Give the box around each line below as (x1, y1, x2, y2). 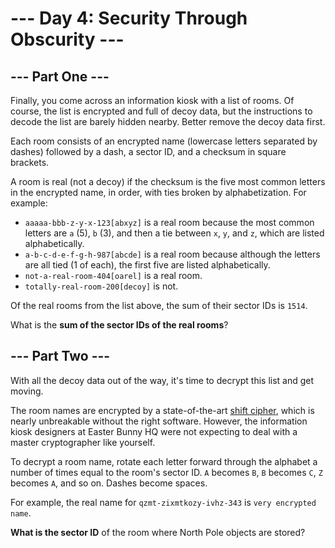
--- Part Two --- (10, 348, 111, 365)
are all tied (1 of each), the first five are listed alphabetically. (24, 259, 271, 271)
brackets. (10, 157, 50, 168)
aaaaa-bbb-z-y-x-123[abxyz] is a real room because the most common (24, 217, 315, 228)
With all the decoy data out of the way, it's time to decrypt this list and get (10, 374, 315, 386)
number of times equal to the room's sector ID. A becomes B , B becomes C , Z (10, 466, 323, 478)
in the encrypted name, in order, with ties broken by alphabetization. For (10, 187, 307, 198)
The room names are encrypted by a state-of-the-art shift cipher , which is (10, 404, 315, 416)
